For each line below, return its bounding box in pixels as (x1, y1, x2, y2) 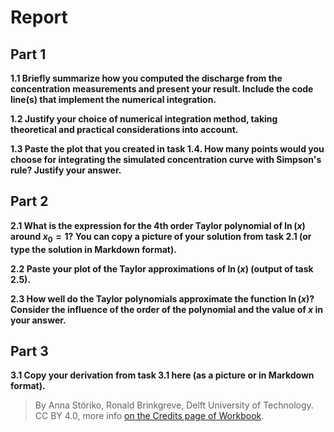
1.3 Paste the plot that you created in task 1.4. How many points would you (10, 143, 325, 155)
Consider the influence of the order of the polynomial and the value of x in (10, 303, 324, 315)
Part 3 (10, 343, 49, 360)
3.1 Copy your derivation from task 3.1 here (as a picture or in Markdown (10, 369, 315, 381)
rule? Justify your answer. (10, 164, 122, 176)
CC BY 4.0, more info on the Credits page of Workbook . (34, 410, 265, 422)
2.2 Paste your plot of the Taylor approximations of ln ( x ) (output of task (10, 262, 314, 275)
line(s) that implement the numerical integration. (10, 94, 217, 105)
